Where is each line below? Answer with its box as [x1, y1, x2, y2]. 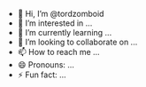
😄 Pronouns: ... [17, 59, 75, 70]
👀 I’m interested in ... [17, 18, 93, 28]
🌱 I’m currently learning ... [17, 28, 112, 37]
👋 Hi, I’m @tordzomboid [17, 9, 104, 19]
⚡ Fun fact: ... [17, 69, 66, 80]
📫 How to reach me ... [17, 47, 100, 57]
